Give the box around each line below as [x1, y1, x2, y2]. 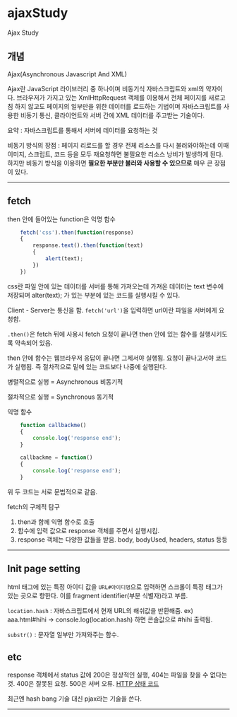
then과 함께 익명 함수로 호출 [17, 518, 95, 526]
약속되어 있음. [14, 338, 53, 347]
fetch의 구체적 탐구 [7, 502, 60, 511]
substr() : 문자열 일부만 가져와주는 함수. [7, 630, 119, 639]
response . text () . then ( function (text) [32, 242, 143, 249]
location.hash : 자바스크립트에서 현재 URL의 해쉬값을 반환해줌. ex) [7, 606, 194, 614]
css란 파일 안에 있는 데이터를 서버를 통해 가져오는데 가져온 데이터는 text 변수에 [7, 281, 224, 291]
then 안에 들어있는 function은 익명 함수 [7, 214, 116, 223]
